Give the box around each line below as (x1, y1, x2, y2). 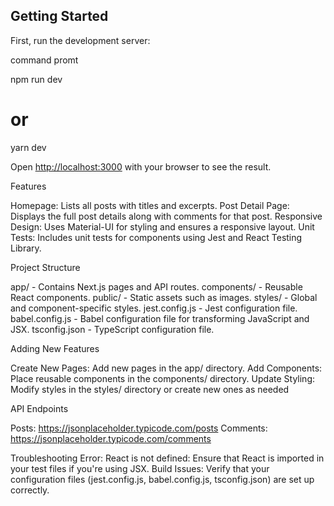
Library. (10, 242, 42, 254)
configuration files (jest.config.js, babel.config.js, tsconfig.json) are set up (10, 473, 315, 485)
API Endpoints (10, 402, 69, 414)
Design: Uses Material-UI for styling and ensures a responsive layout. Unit (10, 220, 315, 233)
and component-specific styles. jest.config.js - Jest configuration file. (10, 302, 298, 314)
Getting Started (10, 8, 109, 25)
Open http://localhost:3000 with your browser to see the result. (10, 160, 272, 173)
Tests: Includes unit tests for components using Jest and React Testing (10, 231, 303, 243)
